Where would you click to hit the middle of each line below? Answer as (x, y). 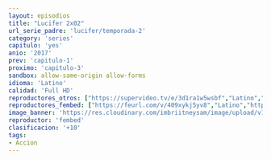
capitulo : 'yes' (35, 46)
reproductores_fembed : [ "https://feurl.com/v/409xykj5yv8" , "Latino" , (128, 105)
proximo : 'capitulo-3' (46, 68)
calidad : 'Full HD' (41, 90)
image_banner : (32, 113)
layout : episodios (39, 16)
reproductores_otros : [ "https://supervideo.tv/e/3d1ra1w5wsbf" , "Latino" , (135, 98)
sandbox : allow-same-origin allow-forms (77, 75)
